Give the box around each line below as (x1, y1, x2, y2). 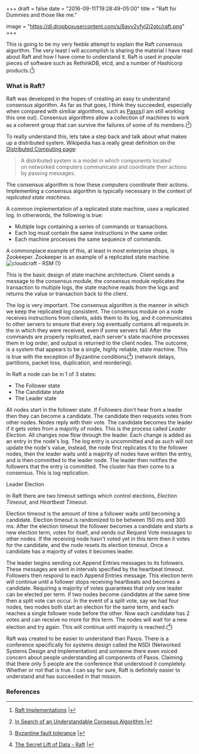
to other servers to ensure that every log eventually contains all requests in (6, 320, 189, 327)
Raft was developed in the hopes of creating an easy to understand (6, 95, 171, 102)
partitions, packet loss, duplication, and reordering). (6, 359, 133, 367)
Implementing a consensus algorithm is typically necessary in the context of (6, 187, 192, 195)
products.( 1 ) (6, 66, 36, 74)
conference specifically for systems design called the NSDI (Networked (6, 641, 181, 648)
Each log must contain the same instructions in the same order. (14, 229, 169, 236)
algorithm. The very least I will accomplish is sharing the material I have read (6, 47, 193, 54)
